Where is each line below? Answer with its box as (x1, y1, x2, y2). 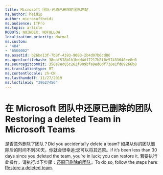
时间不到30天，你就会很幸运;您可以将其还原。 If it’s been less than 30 (18, 147, 158, 152)
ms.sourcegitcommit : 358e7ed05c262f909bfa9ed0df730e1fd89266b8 (5, 62, 137, 67)
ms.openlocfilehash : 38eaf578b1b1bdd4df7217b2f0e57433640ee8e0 (5, 57, 137, 62)
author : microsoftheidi (5, 16, 54, 21)
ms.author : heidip (5, 12, 43, 17)
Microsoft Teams (5, 124, 75, 135)
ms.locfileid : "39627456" (5, 80, 58, 85)
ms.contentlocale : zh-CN (5, 71, 56, 76)
